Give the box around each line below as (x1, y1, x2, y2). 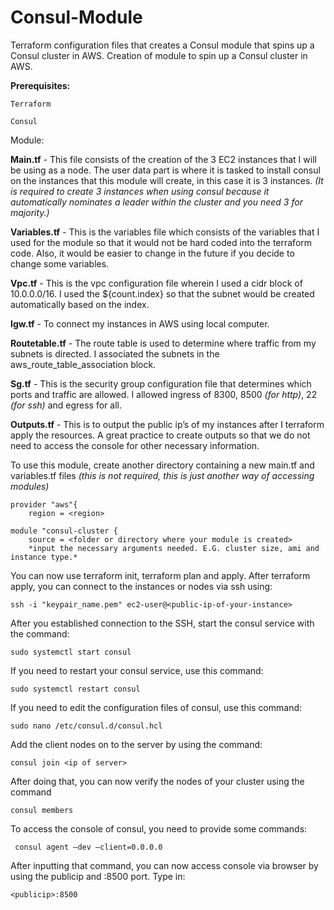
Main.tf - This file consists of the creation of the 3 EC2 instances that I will (10, 153, 317, 165)
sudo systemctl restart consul (10, 684, 141, 694)
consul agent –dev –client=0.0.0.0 (14, 842, 163, 852)
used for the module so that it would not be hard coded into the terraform (10, 236, 313, 248)
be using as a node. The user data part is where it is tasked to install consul (10, 164, 321, 176)
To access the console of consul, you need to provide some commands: (10, 822, 308, 835)
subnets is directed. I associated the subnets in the (10, 347, 220, 360)
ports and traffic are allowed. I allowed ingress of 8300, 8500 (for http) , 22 (10, 388, 318, 400)
